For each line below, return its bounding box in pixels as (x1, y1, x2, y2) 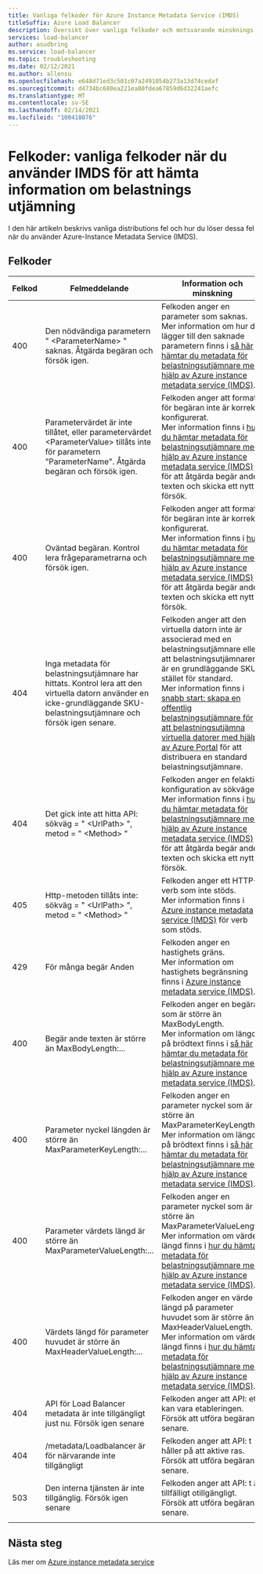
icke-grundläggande (45, 697, 122, 708)
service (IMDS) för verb (161, 914, 248, 925)
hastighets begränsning (161, 966, 249, 977)
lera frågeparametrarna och (45, 552, 147, 563)
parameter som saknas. (161, 311, 248, 322)
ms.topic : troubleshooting (8, 56, 96, 64)
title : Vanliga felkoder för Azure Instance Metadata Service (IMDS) (8, 11, 240, 20)
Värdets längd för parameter (45, 1326, 150, 1337)
